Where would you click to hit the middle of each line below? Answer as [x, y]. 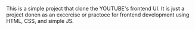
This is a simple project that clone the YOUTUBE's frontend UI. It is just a [95, 9]
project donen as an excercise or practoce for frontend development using [98, 15]
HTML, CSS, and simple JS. [40, 21]
